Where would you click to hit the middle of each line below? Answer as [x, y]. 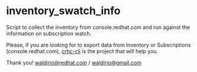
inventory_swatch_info [63, 11]
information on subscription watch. [49, 33]
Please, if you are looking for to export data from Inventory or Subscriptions [99, 45]
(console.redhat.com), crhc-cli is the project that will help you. [82, 51]
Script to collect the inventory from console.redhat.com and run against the [98, 27]
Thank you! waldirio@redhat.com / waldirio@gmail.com [74, 63]
